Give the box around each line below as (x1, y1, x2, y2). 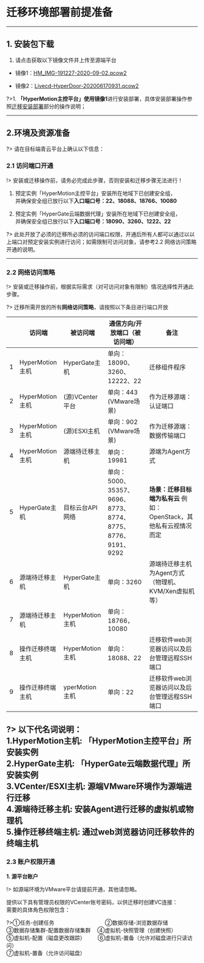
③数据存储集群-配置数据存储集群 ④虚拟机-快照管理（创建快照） (6, 927, 177, 934)
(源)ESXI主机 (63, 427, 100, 435)
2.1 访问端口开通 (6, 162, 53, 170)
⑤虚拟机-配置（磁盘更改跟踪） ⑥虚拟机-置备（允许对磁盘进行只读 (6, 934, 188, 941)
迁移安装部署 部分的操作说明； (12, 103, 86, 110)
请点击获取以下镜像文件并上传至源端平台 (15, 56, 117, 64)
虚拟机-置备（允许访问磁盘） (13, 949, 86, 956)
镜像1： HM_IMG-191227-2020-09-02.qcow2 (15, 69, 127, 77)
